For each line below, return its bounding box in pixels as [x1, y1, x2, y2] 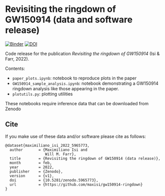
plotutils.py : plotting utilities [12, 91, 73, 97]
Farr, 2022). [5, 56, 30, 62]
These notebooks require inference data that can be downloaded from [5, 100, 149, 106]
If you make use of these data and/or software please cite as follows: [5, 133, 146, 139]
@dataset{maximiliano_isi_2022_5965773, [5, 143, 90, 148]
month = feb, [9, 160, 52, 165]
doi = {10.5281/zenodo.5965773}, [9, 178, 99, 183]
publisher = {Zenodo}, [9, 169, 63, 174]
